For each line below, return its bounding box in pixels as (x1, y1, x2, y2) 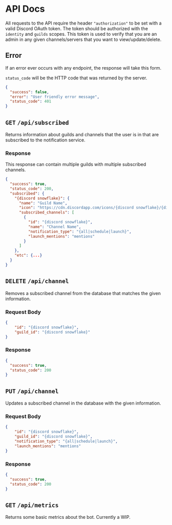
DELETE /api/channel (5, 278, 69, 285)
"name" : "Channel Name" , (28, 224, 81, 229)
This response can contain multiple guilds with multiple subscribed (5, 161, 146, 167)
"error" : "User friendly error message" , (10, 94, 100, 99)
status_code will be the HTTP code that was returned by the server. (5, 75, 147, 81)
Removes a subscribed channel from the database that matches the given (5, 290, 161, 296)
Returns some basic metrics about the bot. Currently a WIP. (5, 514, 131, 520)
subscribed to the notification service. (5, 137, 85, 143)
